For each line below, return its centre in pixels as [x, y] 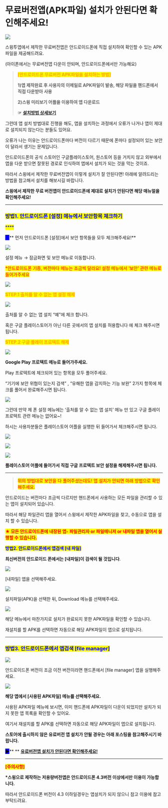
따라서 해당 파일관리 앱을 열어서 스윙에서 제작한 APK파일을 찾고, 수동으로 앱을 [81, 515]
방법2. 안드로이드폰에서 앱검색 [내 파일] [43, 548]
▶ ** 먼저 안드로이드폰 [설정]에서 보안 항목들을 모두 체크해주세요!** [71, 238]
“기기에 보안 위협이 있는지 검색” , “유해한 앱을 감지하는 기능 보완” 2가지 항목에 [81, 383]
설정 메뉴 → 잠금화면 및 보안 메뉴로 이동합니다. [50, 258]
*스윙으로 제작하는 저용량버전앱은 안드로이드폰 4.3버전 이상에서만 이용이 [75, 777]
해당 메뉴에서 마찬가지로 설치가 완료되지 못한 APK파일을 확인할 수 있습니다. [78, 619]
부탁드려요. [16, 800]
